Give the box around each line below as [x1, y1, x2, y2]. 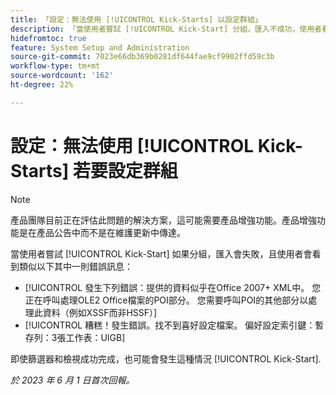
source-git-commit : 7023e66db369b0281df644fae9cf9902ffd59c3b [10, 52, 275, 62]
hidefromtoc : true [10, 33, 87, 43]
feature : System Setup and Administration [10, 42, 190, 53]
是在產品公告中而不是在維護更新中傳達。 [18, 226, 186, 238]
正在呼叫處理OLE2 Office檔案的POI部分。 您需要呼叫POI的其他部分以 [24, 294, 309, 306]
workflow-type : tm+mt [10, 61, 101, 71]
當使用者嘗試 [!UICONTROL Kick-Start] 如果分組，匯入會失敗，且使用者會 [10, 247, 313, 260]
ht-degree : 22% [10, 80, 74, 90]
